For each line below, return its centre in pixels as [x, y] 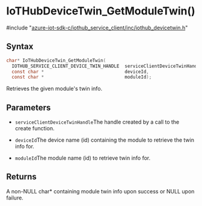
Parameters [29, 107]
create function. [35, 129]
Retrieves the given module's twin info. [54, 89]
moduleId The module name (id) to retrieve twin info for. [83, 158]
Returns [22, 177]
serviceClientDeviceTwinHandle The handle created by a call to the [97, 122]
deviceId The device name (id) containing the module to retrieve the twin [104, 140]
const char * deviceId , [80, 71]
